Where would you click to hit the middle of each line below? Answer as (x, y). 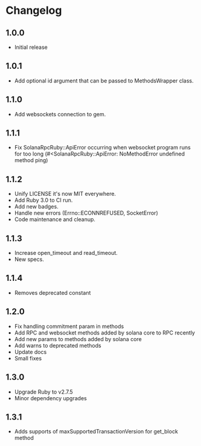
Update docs (30, 352)
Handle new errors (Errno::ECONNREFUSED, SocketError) (86, 213)
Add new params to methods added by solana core (78, 339)
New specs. (29, 259)
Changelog (34, 11)
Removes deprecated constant (53, 292)
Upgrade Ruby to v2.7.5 (43, 392)
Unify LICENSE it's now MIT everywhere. (65, 194)
